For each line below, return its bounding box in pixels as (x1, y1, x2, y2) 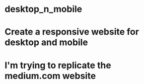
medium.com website (4, 70, 96, 82)
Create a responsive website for (4, 26, 140, 38)
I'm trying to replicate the (4, 60, 111, 71)
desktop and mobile (4, 37, 88, 48)
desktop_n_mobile (4, 3, 82, 15)
